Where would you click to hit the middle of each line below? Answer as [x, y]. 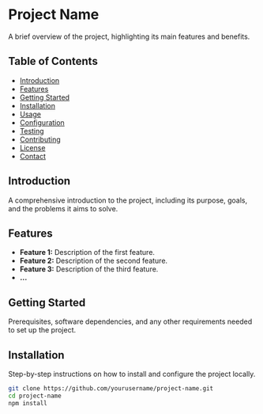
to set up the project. [42, 330]
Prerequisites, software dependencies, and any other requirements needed [130, 321]
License [32, 147]
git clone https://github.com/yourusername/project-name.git [111, 389]
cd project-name [35, 396]
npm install [28, 403]
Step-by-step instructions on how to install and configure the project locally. [132, 374]
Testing [32, 131]
